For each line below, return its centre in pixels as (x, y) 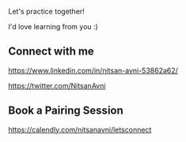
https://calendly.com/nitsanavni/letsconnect (80, 129)
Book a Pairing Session (66, 111)
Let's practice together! (46, 11)
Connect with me (51, 52)
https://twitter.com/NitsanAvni (57, 85)
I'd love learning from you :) (53, 26)
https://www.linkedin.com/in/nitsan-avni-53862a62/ (93, 70)
